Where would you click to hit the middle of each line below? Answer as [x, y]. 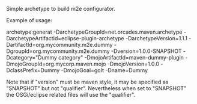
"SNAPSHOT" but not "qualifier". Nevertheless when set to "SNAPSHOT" [96, 88]
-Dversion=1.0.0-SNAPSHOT [146, 51]
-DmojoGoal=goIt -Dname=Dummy [105, 70]
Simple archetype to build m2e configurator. [61, 9]
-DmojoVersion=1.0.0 [133, 64]
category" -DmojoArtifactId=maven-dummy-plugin [121, 57]
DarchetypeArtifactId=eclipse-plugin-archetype [65, 38]
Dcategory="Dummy [32, 57]
